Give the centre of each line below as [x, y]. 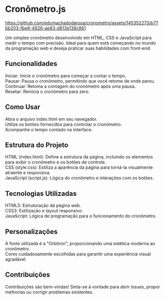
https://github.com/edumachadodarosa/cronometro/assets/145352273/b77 [82, 23]
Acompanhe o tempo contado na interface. [49, 129]
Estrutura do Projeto [37, 145]
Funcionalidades [31, 64]
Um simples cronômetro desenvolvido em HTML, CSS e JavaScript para [78, 38]
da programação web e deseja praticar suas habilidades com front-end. [78, 48]
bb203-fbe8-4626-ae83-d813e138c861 [46, 28]
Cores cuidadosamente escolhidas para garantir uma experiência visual [78, 254]
